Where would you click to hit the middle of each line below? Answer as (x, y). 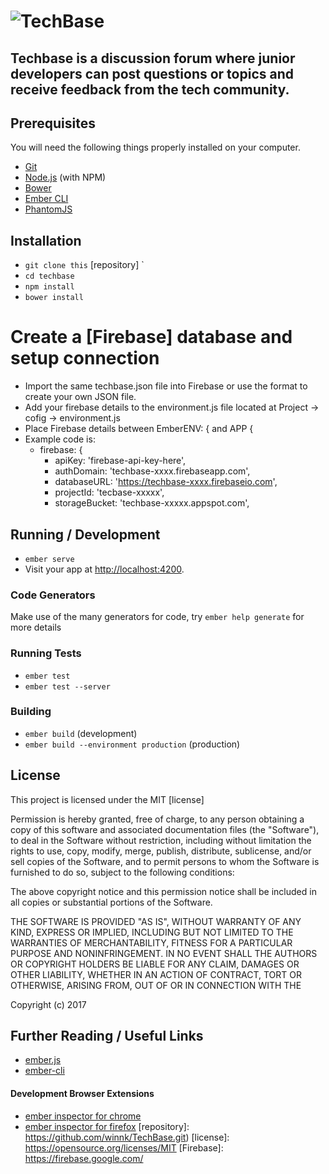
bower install (54, 298)
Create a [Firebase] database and (151, 337)
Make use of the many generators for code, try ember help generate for (157, 617)
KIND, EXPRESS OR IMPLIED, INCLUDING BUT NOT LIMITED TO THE (152, 932)
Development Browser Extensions (82, 1094)
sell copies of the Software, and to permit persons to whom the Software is (165, 861)
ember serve (49, 559)
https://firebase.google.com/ (84, 1158)
